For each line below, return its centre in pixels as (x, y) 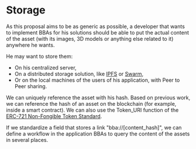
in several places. (27, 140)
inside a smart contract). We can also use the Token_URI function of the (92, 110)
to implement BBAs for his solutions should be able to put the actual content (97, 32)
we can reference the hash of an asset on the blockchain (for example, (91, 103)
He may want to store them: (39, 56)
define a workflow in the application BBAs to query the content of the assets (98, 134)
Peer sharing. (31, 86)
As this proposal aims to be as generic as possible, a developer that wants (96, 26)
